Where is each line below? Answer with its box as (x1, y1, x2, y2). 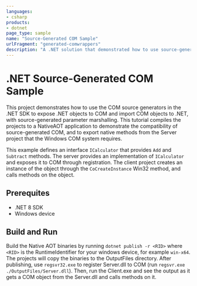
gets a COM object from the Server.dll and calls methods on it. (6, 274, 157, 281)
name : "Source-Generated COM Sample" (6, 36, 98, 42)
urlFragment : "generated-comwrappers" (6, 42, 101, 47)
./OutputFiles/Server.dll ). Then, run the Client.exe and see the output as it (6, 267, 191, 274)
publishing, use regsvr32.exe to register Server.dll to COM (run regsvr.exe (6, 261, 185, 268)
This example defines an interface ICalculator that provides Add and (6, 146, 172, 153)
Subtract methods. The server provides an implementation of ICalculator (6, 152, 185, 159)
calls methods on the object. (6, 171, 75, 178)
